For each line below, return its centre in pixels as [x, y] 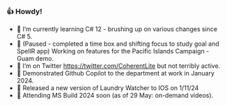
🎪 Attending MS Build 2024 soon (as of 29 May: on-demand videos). [115, 96]
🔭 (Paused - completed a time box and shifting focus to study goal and [118, 44]
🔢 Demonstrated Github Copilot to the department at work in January [116, 73]
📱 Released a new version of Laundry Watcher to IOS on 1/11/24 [108, 88]
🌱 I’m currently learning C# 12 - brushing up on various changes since [117, 29]
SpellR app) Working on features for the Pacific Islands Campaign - [113, 51]
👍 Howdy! [24, 11]
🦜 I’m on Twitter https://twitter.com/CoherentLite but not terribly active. [118, 66]
